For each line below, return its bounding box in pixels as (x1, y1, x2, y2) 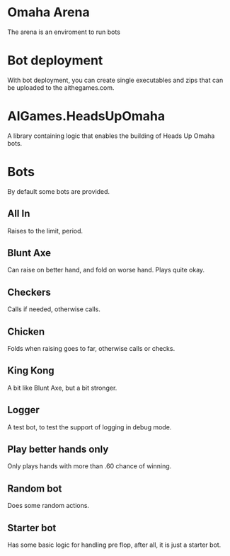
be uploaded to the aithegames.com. (7, 83, 115, 92)
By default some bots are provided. (7, 187, 110, 195)
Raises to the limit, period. (7, 226, 84, 235)
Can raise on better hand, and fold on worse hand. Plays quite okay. (7, 266, 205, 274)
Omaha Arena (7, 4, 90, 21)
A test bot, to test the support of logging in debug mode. (7, 422, 172, 432)
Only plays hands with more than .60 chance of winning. (7, 462, 172, 470)
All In (7, 208, 30, 220)
